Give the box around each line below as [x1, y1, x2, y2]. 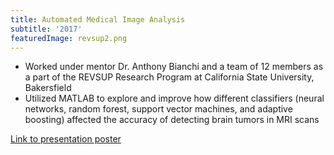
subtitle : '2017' [10, 24, 83, 34]
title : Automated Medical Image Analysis [10, 14, 186, 25]
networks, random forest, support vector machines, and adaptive [24, 103, 293, 115]
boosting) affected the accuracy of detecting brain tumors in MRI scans [24, 114, 320, 126]
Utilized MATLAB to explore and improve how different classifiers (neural [24, 92, 325, 105]
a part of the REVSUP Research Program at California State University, [24, 71, 315, 83]
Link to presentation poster [10, 133, 122, 145]
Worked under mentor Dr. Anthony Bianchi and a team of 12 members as [24, 61, 324, 73]
